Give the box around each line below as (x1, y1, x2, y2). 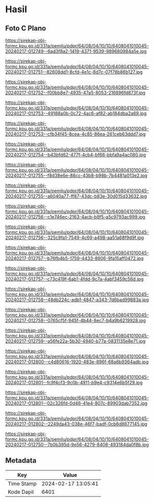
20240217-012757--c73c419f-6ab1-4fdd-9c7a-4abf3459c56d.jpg (5, 276, 144, 282)
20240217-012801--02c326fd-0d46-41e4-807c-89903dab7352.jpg (5, 400, 148, 406)
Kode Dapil (8, 488, 34, 495)
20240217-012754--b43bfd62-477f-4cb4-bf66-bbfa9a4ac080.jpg (5, 152, 146, 157)
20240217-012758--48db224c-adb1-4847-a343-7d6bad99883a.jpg (5, 297, 149, 303)
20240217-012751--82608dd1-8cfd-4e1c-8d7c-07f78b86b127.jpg (5, 69, 143, 75)
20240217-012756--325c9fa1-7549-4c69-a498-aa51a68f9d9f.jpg (5, 234, 144, 241)
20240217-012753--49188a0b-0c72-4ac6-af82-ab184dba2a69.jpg (5, 111, 147, 116)
